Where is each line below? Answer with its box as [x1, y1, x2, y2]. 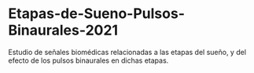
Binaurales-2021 [8, 21, 119, 39]
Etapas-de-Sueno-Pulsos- [8, 5, 185, 23]
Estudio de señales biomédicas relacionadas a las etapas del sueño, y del [8, 47, 246, 57]
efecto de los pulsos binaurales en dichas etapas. [8, 56, 169, 65]
